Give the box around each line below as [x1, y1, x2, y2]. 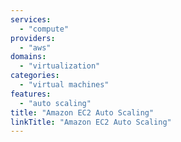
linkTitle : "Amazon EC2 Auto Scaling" [10, 117, 172, 127]
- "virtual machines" [19, 80, 110, 90]
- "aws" [19, 42, 52, 53]
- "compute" [19, 24, 70, 34]
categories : [10, 71, 60, 81]
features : [10, 89, 52, 99]
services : [10, 14, 52, 25]
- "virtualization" [19, 61, 101, 71]
